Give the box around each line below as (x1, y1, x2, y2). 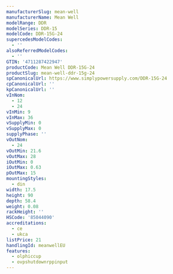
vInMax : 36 (6, 114, 34, 120)
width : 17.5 (6, 187, 36, 193)
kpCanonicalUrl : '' (6, 87, 55, 93)
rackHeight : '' (6, 209, 44, 215)
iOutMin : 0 (6, 159, 34, 165)
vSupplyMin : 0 (6, 120, 42, 126)
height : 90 (6, 192, 34, 198)
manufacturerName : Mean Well (6, 14, 79, 20)
